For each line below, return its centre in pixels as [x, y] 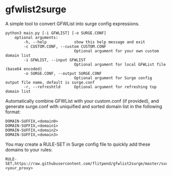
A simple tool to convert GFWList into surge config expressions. [72, 24]
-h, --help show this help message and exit [84, 42]
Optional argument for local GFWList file [120, 64]
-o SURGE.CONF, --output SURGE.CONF [63, 73]
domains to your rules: [29, 149]
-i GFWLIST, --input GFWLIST [55, 60]
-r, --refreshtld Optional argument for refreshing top [90, 87]
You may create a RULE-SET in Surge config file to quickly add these [78, 144]
